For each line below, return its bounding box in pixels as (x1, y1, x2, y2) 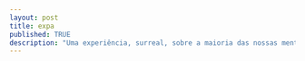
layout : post (9, 13, 59, 22)
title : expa (9, 22, 54, 30)
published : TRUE (9, 30, 71, 39)
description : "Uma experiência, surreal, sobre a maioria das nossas (9, 38, 279, 48)
